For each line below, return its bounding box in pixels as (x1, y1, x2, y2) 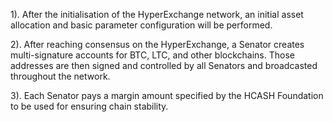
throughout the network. (10, 70, 111, 82)
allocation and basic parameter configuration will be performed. (10, 19, 273, 31)
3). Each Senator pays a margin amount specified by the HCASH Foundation (10, 90, 324, 101)
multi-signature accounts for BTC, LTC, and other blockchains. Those (10, 49, 295, 61)
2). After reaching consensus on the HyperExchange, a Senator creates (10, 39, 305, 50)
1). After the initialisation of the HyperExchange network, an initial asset (10, 9, 304, 20)
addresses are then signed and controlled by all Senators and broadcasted (10, 60, 318, 71)
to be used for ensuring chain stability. (10, 100, 169, 112)
